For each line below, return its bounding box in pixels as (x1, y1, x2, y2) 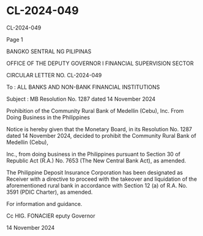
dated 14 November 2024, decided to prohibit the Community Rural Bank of (6, 132, 197, 139)
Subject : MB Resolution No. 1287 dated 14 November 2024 (6, 95, 156, 102)
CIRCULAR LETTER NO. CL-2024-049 (6, 71, 102, 78)
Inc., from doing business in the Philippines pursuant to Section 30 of (6, 150, 180, 158)
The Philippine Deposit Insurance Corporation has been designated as (6, 169, 183, 176)
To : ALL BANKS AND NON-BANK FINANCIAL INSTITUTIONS (6, 83, 160, 91)
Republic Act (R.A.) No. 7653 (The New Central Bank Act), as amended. (6, 157, 186, 164)
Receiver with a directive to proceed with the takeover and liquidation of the (6, 175, 197, 183)
